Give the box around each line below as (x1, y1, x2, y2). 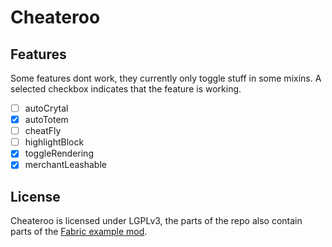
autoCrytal (24, 102, 69, 114)
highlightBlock (24, 136, 85, 148)
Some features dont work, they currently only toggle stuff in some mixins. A (10, 72, 322, 84)
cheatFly (24, 125, 62, 137)
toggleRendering (24, 147, 94, 160)
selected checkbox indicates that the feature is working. (10, 83, 242, 95)
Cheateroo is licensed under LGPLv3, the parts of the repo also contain (10, 215, 303, 227)
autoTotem (24, 114, 69, 126)
